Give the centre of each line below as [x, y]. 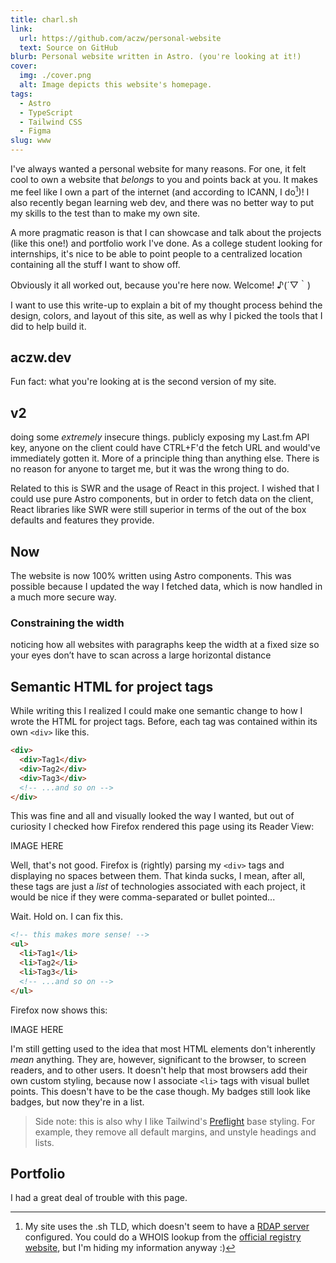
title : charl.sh [44, 19]
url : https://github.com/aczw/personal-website [120, 38]
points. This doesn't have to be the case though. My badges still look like [160, 1091]
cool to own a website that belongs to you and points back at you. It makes [164, 179]
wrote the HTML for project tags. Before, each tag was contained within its [164, 722]
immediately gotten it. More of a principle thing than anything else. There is [165, 458]
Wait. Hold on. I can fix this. [66, 917]
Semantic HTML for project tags [112, 686]
